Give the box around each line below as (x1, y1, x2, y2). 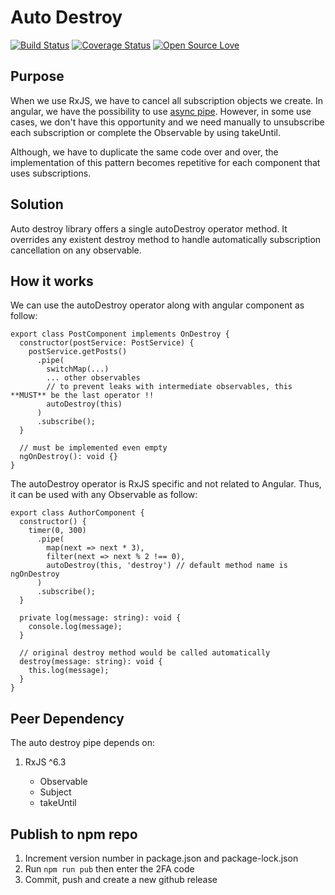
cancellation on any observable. (10, 244, 142, 256)
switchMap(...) (46, 364, 110, 375)
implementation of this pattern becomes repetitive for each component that (10, 156, 321, 168)
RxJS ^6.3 (24, 756, 67, 768)
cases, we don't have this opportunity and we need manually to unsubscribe (10, 116, 325, 128)
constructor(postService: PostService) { (19, 338, 195, 348)
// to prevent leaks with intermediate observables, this (46, 382, 293, 392)
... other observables (46, 373, 141, 383)
